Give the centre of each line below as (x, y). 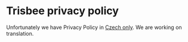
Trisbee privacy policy (63, 11)
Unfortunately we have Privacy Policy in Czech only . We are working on (94, 27)
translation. (20, 33)
